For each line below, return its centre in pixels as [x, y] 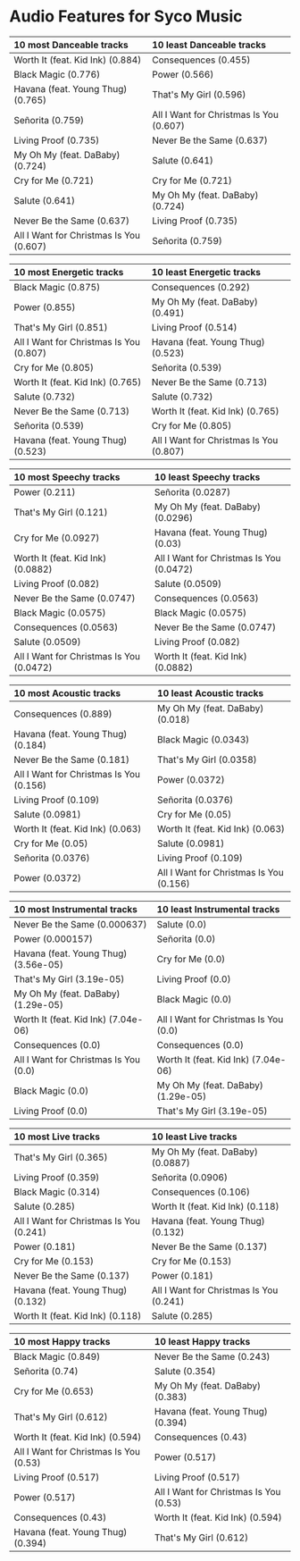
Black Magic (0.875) [57, 287]
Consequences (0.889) [63, 714]
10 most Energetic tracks [69, 272]
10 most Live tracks [57, 1137]
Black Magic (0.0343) [204, 739]
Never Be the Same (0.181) [71, 760]
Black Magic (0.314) [57, 1192]
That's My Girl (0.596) [199, 94]
